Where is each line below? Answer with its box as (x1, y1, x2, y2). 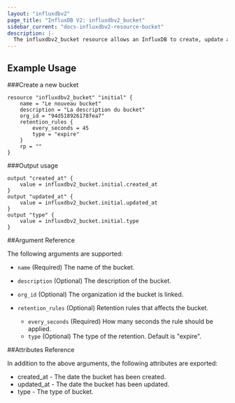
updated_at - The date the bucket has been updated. (17, 380, 170, 388)
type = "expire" (32, 131, 80, 138)
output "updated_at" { (7, 193, 73, 200)
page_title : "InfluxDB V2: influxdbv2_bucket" (7, 17, 145, 24)
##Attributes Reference (7, 345, 75, 353)
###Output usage (7, 161, 58, 170)
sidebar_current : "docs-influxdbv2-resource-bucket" (7, 23, 164, 30)
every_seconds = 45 (32, 124, 90, 131)
